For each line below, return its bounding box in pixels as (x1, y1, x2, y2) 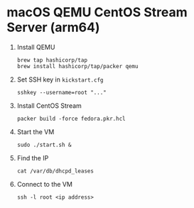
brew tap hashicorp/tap (16, 56, 88, 64)
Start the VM (16, 127, 55, 136)
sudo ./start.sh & (16, 141, 72, 148)
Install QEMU (16, 43, 55, 51)
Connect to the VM (16, 180, 72, 188)
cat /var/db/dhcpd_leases (16, 168, 94, 175)
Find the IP (16, 153, 49, 162)
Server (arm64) (6, 19, 100, 35)
